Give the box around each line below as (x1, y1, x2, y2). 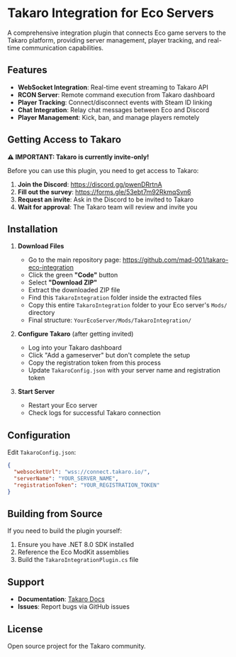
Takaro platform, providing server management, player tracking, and (7, 35, 207, 44)
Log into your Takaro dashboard (28, 343, 122, 352)
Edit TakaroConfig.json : (7, 448, 77, 457)
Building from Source (7, 507, 103, 519)
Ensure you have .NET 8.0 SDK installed (17, 541, 135, 549)
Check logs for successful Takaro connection (28, 409, 161, 417)
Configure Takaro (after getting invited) (17, 330, 134, 338)
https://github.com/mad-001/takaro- (123, 255, 229, 264)
